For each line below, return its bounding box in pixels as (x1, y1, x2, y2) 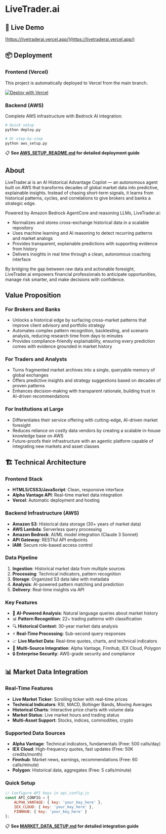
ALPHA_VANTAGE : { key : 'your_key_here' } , (14, 800, 103, 805)
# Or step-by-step (5, 136, 43, 141)
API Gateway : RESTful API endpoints (12, 536, 88, 543)
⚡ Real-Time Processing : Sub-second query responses (12, 630, 126, 637)
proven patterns (12, 383, 45, 389)
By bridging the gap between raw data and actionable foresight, (5, 266, 135, 272)
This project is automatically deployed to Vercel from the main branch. (5, 80, 148, 86)
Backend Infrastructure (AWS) (5, 510, 80, 517)
